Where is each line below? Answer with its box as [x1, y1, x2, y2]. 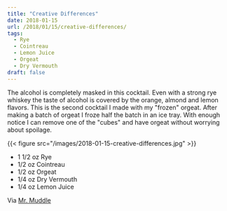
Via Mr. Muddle [7, 196, 51, 204]
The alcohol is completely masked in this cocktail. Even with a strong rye [7, 88, 217, 97]
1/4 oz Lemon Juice [17, 182, 75, 191]
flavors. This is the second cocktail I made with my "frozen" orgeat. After [7, 103, 217, 111]
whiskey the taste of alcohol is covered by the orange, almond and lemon [7, 95, 219, 104]
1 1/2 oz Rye [17, 152, 53, 161]
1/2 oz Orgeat [17, 168, 57, 176]
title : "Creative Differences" [7, 10, 99, 18]
